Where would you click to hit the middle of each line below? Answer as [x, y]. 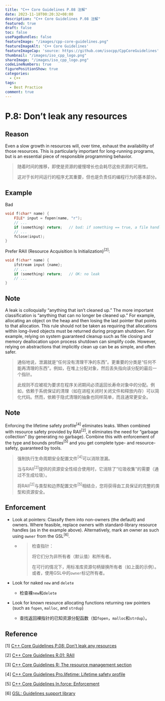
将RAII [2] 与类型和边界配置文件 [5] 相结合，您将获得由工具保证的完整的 [86, 485]
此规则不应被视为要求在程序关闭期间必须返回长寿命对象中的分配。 [84, 385]
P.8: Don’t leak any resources [66, 116]
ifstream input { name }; [38, 265]
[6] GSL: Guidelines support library [40, 694]
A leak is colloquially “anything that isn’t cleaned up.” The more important [79, 310]
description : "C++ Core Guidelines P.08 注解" [53, 19]
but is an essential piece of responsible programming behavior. [69, 156]
